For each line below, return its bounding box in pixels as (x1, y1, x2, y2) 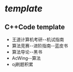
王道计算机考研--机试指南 (11, 37, 64, 42)
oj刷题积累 (11, 62, 33, 67)
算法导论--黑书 (11, 49, 43, 55)
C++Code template (4, 23, 65, 31)
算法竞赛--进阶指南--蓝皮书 (11, 43, 68, 49)
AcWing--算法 (11, 55, 41, 61)
